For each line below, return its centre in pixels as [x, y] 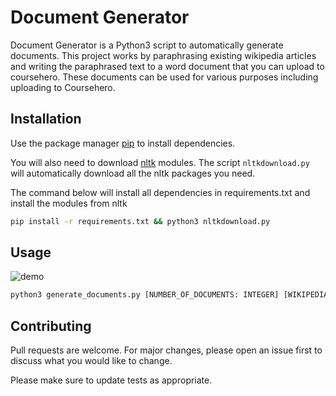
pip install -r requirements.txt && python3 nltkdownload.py [140, 221]
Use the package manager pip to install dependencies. [123, 143]
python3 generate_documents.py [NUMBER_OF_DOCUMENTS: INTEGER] [145, 295]
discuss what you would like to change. [91, 361]
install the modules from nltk [69, 203]
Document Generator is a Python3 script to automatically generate [147, 45]
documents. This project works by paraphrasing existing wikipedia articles [163, 55]
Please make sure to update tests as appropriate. [111, 380]
